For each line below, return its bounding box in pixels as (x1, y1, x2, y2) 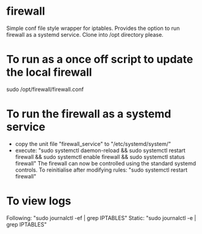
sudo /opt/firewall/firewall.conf (6, 86, 84, 93)
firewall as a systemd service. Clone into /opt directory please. (6, 31, 164, 38)
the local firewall (6, 65, 93, 79)
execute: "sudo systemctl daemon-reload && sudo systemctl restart (15, 147, 186, 154)
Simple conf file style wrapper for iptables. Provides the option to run (6, 24, 180, 32)
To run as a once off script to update (6, 53, 193, 67)
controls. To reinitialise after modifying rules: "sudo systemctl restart (15, 166, 188, 174)
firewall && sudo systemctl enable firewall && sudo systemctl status (15, 153, 185, 160)
